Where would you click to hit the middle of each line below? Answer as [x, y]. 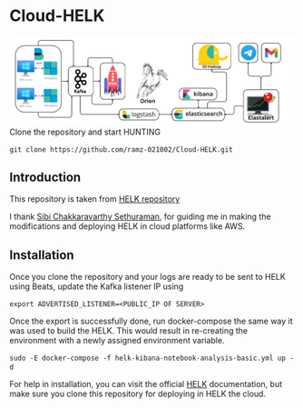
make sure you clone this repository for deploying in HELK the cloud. [137, 394]
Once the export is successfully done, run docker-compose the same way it [151, 321]
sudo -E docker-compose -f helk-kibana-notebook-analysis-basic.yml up [147, 358]
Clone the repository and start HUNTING [85, 132]
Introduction [45, 177]
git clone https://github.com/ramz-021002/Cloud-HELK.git [121, 149]
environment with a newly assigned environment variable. [117, 341]
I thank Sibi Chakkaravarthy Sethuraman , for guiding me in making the [140, 217]
